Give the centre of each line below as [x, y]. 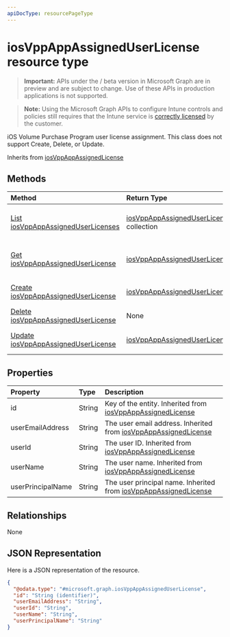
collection [142, 227]
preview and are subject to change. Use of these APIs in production [119, 88]
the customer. [43, 123]
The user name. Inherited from [154, 463]
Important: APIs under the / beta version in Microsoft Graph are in [117, 81]
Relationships [37, 515]
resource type [48, 62]
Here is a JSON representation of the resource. [74, 570]
